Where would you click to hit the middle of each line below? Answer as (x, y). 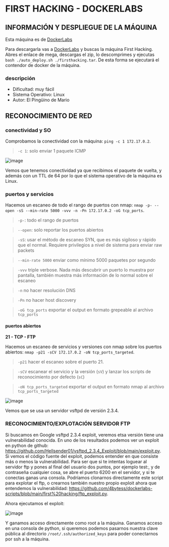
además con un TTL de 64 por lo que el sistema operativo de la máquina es (84, 176)
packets (26, 250)
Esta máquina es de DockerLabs (39, 39)
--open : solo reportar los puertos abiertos (61, 230)
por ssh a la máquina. (27, 539)
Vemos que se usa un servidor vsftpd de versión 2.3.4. (62, 411)
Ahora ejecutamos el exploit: (35, 503)
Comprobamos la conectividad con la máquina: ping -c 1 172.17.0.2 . (78, 141)
